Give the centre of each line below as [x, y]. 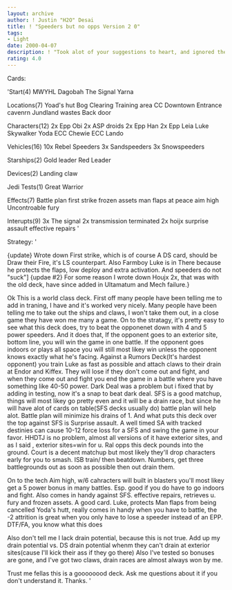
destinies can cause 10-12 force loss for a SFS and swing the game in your [113, 430]
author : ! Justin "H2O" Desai [51, 20]
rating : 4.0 [24, 59]
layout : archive [30, 13]
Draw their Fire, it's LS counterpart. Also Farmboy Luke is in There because [114, 262]
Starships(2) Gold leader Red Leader [59, 160]
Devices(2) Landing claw [42, 173]
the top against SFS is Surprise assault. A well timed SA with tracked [105, 423]
